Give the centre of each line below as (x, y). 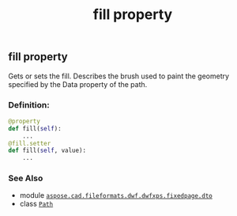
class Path (36, 204)
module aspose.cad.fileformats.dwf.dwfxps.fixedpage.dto (116, 195)
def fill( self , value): (47, 151)
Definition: (29, 104)
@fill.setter (30, 143)
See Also (26, 178)
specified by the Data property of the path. (78, 84)
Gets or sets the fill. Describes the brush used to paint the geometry (119, 76)
